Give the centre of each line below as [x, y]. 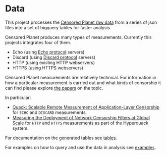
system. [20, 128]
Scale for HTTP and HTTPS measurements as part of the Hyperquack [80, 123]
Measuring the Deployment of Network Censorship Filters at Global [81, 117]
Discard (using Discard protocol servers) [54, 57]
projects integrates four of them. [38, 42]
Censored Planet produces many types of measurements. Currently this [79, 37]
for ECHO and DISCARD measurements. [50, 112]
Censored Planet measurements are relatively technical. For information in [81, 77]
